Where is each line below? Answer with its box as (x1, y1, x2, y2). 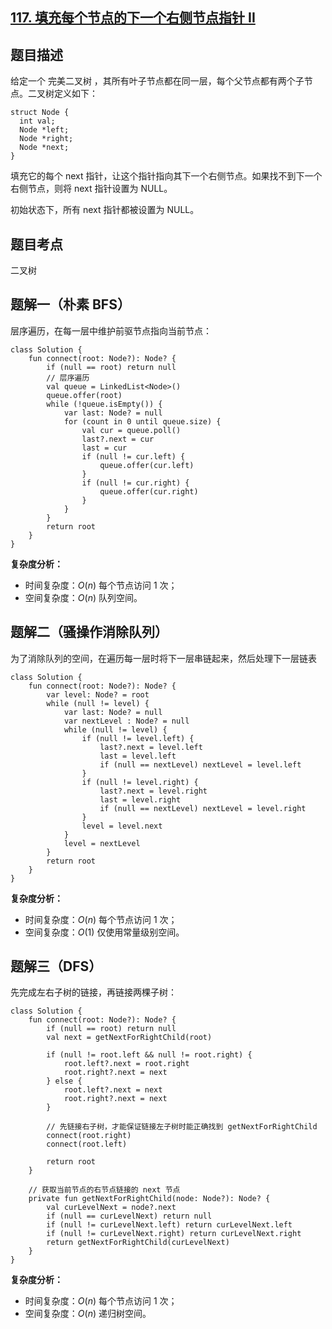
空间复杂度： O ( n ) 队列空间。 (24, 591, 143, 603)
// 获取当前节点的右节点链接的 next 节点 (28, 1185, 181, 1195)
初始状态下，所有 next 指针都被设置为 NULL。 (10, 204, 200, 216)
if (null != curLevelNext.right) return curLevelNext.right (46, 1229, 302, 1239)
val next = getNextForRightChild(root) (46, 1033, 213, 1043)
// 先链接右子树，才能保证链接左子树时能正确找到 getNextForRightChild (46, 1122, 318, 1132)
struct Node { (10, 108, 70, 118)
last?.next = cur (81, 434, 155, 444)
